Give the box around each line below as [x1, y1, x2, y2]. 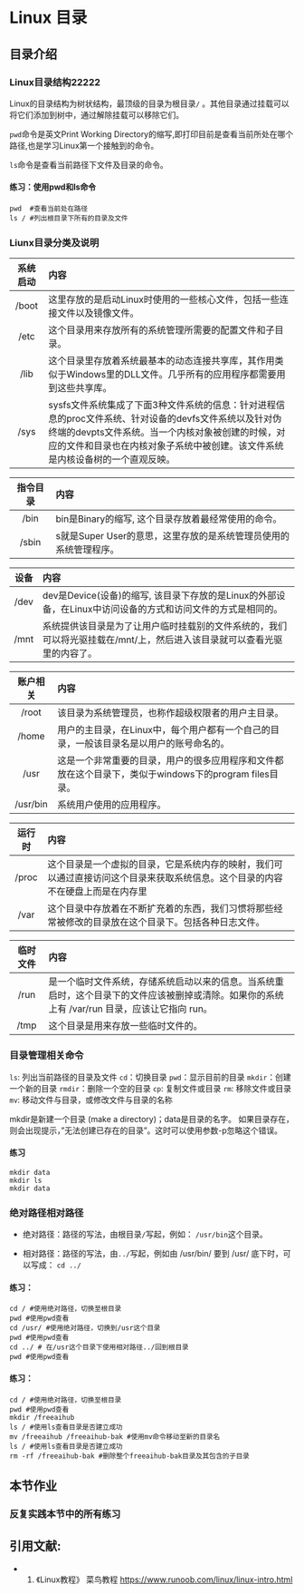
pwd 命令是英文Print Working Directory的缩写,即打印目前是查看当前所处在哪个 [9, 128, 294, 140]
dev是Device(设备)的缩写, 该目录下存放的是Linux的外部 [42, 590, 277, 602]
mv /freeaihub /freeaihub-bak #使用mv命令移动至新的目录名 [9, 1432, 220, 1442]
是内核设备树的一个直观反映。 [48, 454, 176, 466]
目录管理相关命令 [9, 1049, 84, 1061]
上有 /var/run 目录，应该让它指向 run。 [48, 1002, 213, 1015]
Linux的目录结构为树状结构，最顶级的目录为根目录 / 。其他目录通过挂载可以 [9, 98, 290, 109]
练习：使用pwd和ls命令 [9, 181, 97, 192]
